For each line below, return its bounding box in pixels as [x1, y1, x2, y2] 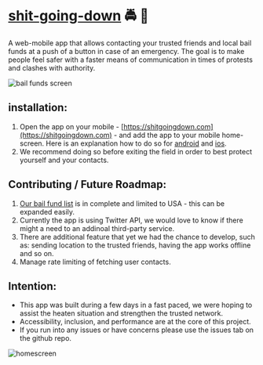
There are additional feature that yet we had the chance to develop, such [19, 232, 255, 241]
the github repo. [19, 334, 72, 343]
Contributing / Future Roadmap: [8, 178, 167, 191]
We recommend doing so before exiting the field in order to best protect [19, 146, 253, 156]
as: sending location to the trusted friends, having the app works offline [19, 240, 251, 250]
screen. [19, 139, 45, 148]
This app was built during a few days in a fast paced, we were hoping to [19, 300, 253, 310]
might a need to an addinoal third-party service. [19, 223, 175, 233]
